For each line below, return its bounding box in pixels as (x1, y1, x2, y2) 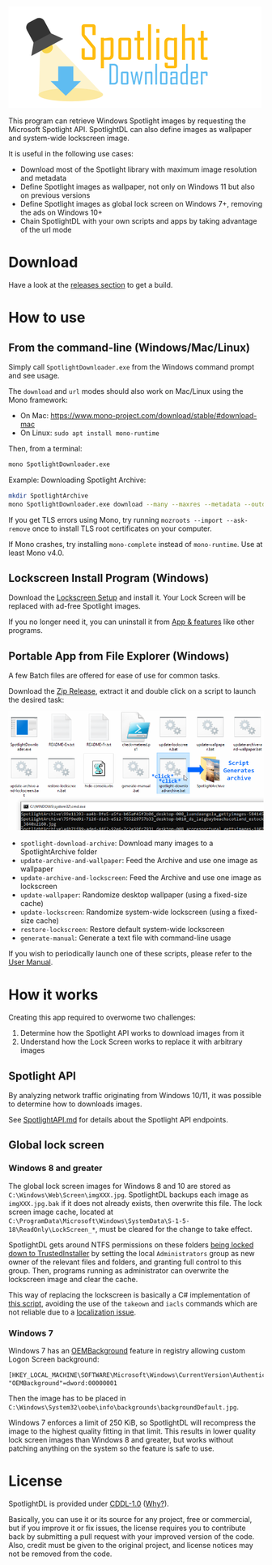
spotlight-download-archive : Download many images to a (19, 838, 214, 849)
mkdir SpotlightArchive (8, 491, 89, 500)
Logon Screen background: (8, 1354, 100, 1364)
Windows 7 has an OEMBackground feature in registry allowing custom (8, 1345, 245, 1355)
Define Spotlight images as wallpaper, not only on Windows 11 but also (19, 182, 255, 191)
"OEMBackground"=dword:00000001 (8, 1379, 117, 1388)
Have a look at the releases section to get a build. (8, 280, 173, 289)
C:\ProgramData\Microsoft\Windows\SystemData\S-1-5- (8, 1217, 190, 1225)
